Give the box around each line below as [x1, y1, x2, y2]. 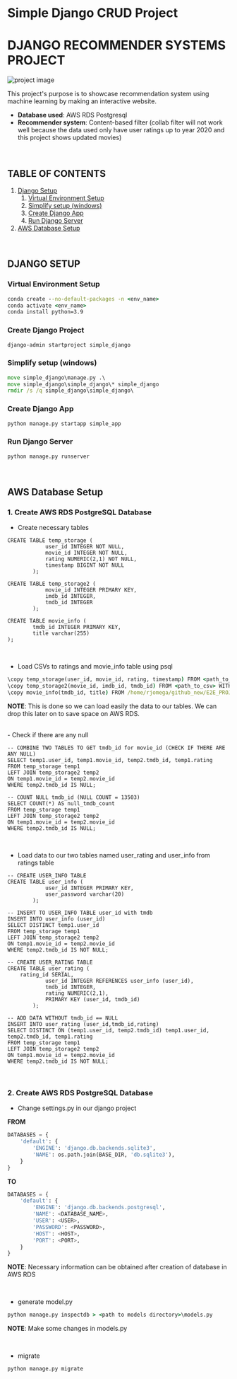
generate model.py [17, 1298, 73, 1306]
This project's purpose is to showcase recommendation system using [7, 90, 209, 98]
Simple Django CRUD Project [7, 5, 178, 21]
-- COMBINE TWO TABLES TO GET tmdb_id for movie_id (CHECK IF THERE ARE [7, 744, 226, 751]
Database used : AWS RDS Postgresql [17, 111, 128, 120]
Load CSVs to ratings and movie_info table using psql [17, 662, 173, 671]
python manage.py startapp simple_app [7, 420, 121, 427]
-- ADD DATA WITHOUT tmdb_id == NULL [7, 1015, 119, 1022]
